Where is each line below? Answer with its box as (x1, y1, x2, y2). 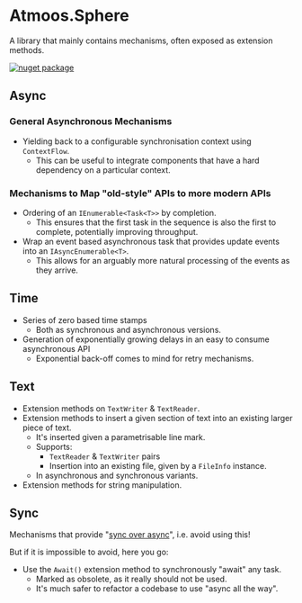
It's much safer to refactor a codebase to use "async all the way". (35, 583, 279, 594)
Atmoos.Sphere (9, 5, 129, 26)
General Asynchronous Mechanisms (9, 115, 173, 128)
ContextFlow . (22, 145, 70, 156)
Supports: (35, 441, 73, 452)
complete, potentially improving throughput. (35, 226, 199, 237)
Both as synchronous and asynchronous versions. (35, 324, 222, 335)
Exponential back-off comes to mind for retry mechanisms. (35, 353, 254, 364)
